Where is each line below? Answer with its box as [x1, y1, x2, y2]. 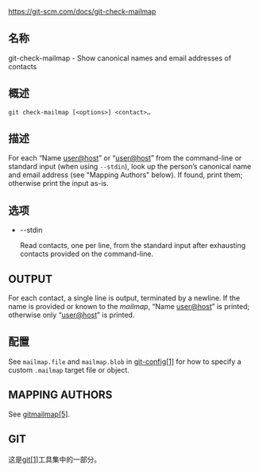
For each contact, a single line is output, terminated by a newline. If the [8, 293, 241, 303]
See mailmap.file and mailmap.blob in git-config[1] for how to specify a [8, 357, 242, 366]
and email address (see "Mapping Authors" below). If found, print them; [8, 170, 243, 180]
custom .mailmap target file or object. [8, 365, 129, 374]
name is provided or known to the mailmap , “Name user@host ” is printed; [8, 302, 250, 311]
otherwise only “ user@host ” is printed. [8, 310, 135, 320]
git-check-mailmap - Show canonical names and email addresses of [8, 53, 232, 63]
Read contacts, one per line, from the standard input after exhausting [19, 241, 246, 250]
